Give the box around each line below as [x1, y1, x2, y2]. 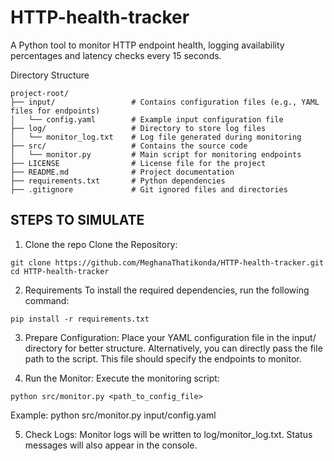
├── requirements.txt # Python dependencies [10, 176, 226, 186]
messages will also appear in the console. [24, 439, 198, 451]
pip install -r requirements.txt [10, 314, 150, 324]
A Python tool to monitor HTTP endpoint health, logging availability [10, 39, 285, 51]
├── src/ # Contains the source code [10, 141, 248, 151]
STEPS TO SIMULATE [10, 212, 145, 229]
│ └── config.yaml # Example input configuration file [10, 114, 284, 125]
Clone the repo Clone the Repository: [24, 238, 178, 250]
